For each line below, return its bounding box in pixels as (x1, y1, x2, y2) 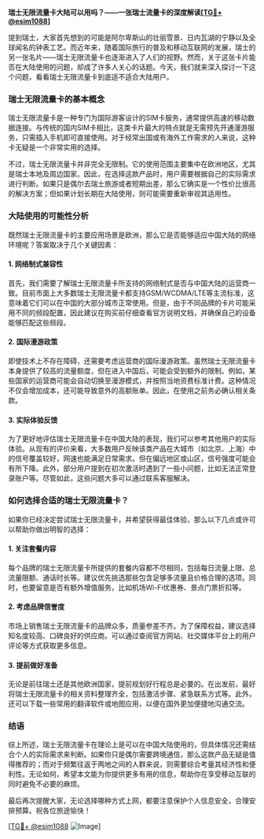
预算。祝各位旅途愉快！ (14, 806, 91, 815)
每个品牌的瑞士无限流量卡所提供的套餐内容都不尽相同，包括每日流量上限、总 (8, 562, 256, 572)
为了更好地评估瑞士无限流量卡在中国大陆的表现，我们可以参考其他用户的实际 (8, 434, 256, 444)
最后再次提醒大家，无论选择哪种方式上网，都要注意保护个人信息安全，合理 (8, 796, 249, 806)
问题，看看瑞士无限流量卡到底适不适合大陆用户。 (14, 72, 174, 81)
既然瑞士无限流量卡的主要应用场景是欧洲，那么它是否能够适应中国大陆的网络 (8, 230, 256, 239)
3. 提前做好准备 (8, 660, 58, 670)
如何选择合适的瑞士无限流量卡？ (8, 496, 130, 507)
